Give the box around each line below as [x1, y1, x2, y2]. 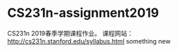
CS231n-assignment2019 [7, 5, 160, 21]
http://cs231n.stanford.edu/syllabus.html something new [7, 37, 171, 45]
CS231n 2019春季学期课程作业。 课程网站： [7, 29, 134, 37]
